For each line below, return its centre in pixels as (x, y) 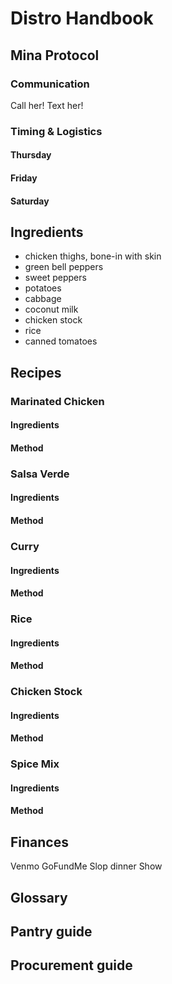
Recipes (36, 372)
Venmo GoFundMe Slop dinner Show (86, 866)
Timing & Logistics (56, 131)
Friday (24, 178)
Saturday (30, 201)
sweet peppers (55, 278)
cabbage (43, 299)
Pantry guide (51, 932)
